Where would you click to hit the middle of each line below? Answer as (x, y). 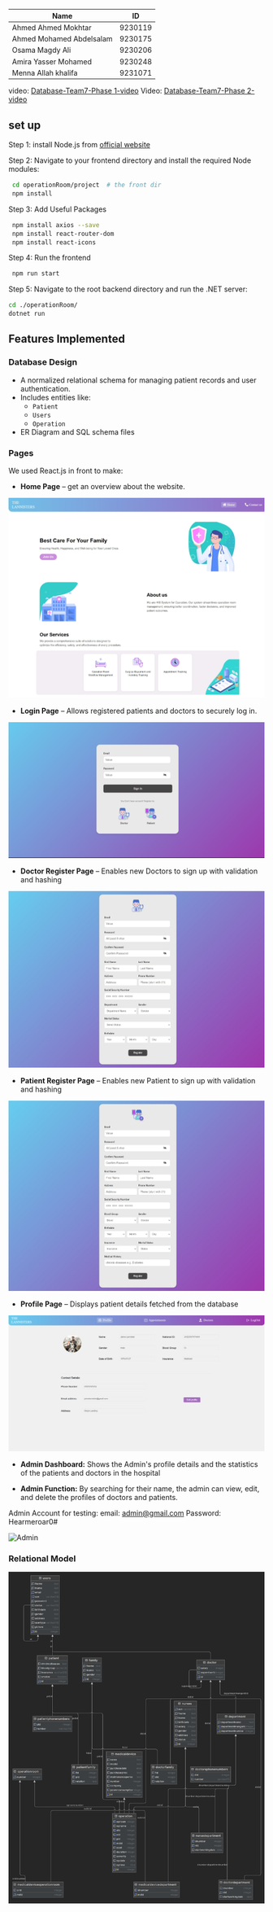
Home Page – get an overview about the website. (102, 487)
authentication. (45, 388)
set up (25, 125)
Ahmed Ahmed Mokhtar (52, 27)
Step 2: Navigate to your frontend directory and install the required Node (130, 160)
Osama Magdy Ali (41, 50)
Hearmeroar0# (33, 1521)
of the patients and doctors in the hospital (90, 1472)
